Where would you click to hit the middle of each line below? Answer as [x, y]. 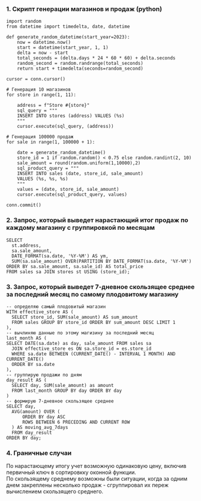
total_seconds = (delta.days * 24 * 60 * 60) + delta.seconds [96, 58]
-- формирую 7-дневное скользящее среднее [60, 401]
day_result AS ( [26, 380]
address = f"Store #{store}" [53, 106]
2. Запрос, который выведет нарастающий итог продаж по [97, 220]
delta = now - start [43, 53]
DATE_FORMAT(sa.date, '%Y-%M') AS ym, [60, 256]
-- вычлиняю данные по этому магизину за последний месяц [80, 333]
